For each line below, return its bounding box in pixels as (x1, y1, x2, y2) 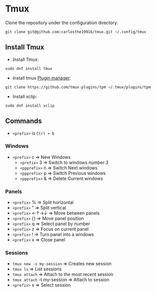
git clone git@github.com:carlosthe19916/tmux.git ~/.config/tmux (5, 29, 146, 34)
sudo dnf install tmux (5, 66, 52, 71)
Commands (5, 117, 42, 126)
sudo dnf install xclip (5, 103, 55, 108)
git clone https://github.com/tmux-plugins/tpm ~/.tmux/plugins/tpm (5, 84, 151, 89)
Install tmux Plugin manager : (12, 75, 71, 81)
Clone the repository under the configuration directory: (5, 20, 118, 26)
